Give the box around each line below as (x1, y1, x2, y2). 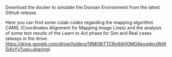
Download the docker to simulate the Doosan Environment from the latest (5, 5, 160, 10)
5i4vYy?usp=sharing (5, 46, 49, 52)
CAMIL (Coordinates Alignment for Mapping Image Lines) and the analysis (5, 25, 162, 31)
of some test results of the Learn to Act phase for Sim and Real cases (5, 30, 152, 36)
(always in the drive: (5, 35, 48, 41)
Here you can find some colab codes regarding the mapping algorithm (5, 20, 154, 25)
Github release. (5, 10, 37, 16)
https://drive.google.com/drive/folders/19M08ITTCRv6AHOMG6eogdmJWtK (5, 41, 167, 47)
